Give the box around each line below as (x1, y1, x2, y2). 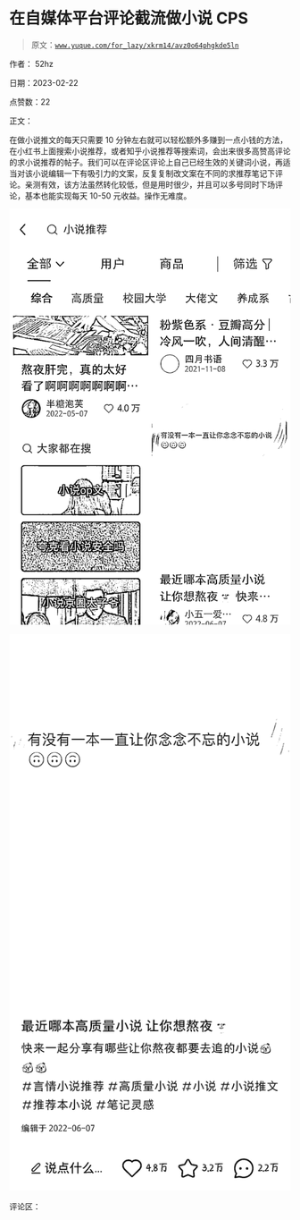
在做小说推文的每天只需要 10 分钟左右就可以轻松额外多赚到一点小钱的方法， (9, 134, 288, 145)
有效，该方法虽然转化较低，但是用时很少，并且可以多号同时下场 (39, 179, 275, 190)
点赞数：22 (9, 96, 51, 107)
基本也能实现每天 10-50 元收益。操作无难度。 (24, 190, 192, 201)
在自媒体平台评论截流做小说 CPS (9, 8, 248, 29)
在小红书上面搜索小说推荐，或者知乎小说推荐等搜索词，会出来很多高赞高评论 (9, 145, 291, 157)
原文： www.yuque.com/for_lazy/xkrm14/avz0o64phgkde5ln (30, 39, 239, 50)
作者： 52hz (9, 58, 54, 69)
